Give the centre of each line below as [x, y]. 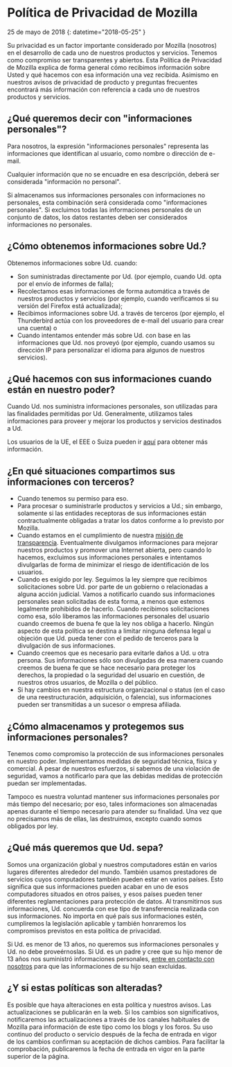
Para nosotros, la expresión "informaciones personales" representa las [108, 146]
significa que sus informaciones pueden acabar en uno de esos [98, 886]
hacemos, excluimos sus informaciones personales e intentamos [109, 557]
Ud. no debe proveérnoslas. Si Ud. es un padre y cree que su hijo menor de [115, 951]
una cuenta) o [37, 328]
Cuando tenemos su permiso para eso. [73, 499]
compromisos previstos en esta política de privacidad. [84, 931]
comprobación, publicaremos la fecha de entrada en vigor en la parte [106, 1049]
